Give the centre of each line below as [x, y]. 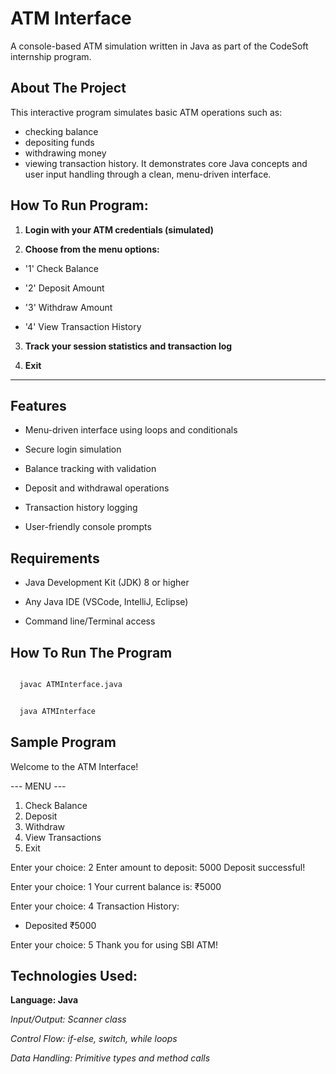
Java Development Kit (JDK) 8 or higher [107, 583]
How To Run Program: [79, 205]
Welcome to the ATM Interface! [74, 766]
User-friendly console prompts [88, 527]
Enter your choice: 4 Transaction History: [95, 906]
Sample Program [63, 742]
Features [38, 405]
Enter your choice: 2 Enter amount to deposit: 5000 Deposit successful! [158, 867]
